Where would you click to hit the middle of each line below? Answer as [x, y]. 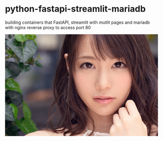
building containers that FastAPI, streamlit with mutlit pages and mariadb [78, 22]
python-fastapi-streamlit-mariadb [75, 9]
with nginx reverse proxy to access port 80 [48, 27]
